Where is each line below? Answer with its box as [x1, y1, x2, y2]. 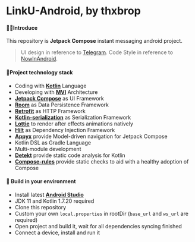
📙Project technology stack [6, 68, 73, 76]
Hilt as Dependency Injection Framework [14, 126, 115, 133]
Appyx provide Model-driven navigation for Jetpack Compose [14, 133, 168, 140]
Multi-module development [14, 145, 81, 152]
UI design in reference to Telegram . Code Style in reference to [20, 49, 174, 56]
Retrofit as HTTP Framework [14, 107, 86, 114]
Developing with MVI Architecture [14, 88, 98, 96]
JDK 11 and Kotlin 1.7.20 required [14, 197, 95, 205]
